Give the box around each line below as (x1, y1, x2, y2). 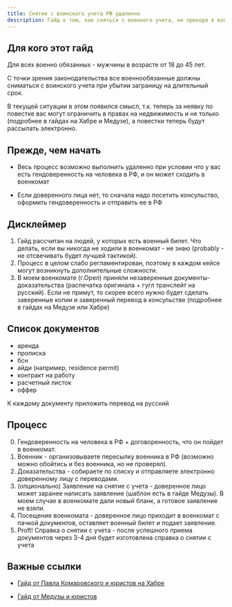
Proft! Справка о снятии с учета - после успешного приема (17, 526, 193, 534)
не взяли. (17, 504, 46, 512)
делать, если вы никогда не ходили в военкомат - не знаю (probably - (17, 244, 224, 252)
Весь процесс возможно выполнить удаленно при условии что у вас (17, 163, 221, 171)
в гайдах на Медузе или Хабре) (17, 303, 110, 311)
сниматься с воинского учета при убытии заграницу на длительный (7, 81, 209, 90)
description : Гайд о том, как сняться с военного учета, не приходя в (7, 17, 215, 24)
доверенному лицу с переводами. (17, 474, 119, 482)
